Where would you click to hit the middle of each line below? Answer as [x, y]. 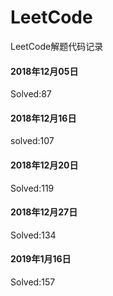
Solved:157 [33, 282]
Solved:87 [31, 94]
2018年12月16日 [43, 118]
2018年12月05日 [44, 71]
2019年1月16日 [41, 259]
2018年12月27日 [44, 212]
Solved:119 [32, 188]
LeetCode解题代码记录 [57, 46]
